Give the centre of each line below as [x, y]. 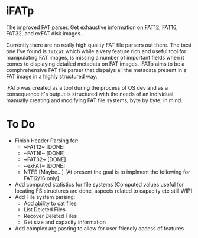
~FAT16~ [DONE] [44, 153]
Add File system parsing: [45, 197]
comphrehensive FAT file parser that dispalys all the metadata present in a [96, 70]
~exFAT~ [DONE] [44, 165]
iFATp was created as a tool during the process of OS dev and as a [87, 87]
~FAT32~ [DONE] [45, 159]
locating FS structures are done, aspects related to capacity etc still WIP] [103, 191]
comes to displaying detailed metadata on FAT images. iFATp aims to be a [95, 64]
